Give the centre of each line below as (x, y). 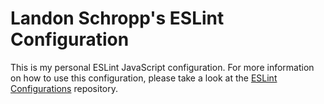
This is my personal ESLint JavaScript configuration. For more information (162, 67)
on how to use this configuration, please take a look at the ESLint (144, 78)
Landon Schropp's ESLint (117, 18)
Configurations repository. (64, 88)
